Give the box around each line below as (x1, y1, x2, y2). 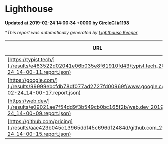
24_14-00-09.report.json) (7, 110, 71, 117)
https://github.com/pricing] (9, 118, 73, 125)
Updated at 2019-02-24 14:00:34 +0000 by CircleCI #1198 (5, 20, 130, 26)
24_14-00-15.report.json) (7, 130, 71, 137)
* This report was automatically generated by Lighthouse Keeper (5, 29, 138, 35)
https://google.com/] (9, 76, 58, 83)
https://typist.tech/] (9, 56, 55, 63)
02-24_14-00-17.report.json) (7, 89, 81, 96)
